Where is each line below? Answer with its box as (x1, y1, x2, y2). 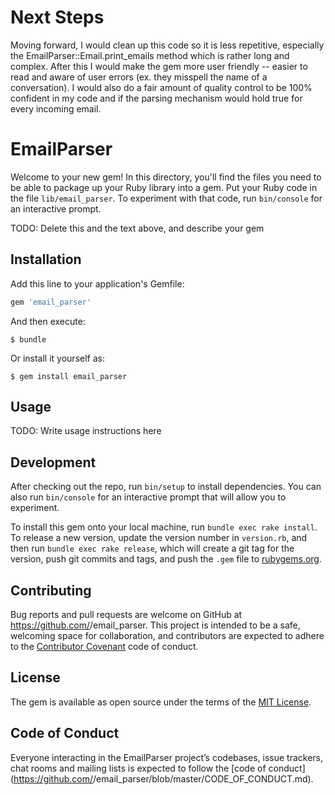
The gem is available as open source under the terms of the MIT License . (10, 696, 312, 708)
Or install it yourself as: (10, 352, 105, 364)
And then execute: (10, 315, 86, 327)
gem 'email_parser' (10, 297, 92, 307)
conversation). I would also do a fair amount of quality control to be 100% (10, 81, 313, 93)
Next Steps (10, 6, 105, 29)
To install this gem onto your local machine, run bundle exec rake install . (10, 521, 318, 533)
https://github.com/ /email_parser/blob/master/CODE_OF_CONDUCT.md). (13, 772, 314, 785)
